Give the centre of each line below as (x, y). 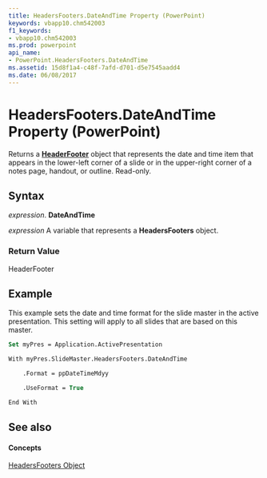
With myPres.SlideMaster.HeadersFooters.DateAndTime (98, 359)
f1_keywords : (30, 30)
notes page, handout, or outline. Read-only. (80, 171)
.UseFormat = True (53, 388)
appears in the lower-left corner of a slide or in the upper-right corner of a (130, 162)
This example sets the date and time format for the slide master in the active (133, 313)
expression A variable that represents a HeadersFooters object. (114, 231)
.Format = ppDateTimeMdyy (66, 374)
